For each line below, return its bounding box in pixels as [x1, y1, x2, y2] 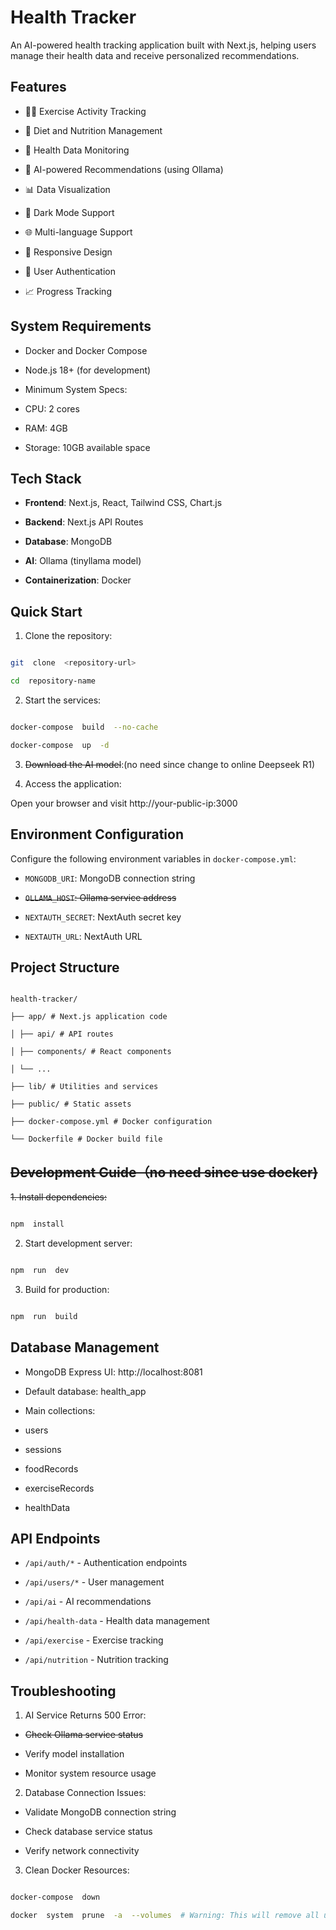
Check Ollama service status [24, 1729, 144, 1741]
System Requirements [10, 318, 152, 335]
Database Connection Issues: [24, 1787, 147, 1799]
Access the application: [24, 777, 122, 790]
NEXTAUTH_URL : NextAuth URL [24, 930, 143, 942]
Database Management [10, 1339, 160, 1356]
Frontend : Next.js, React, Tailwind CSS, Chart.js [24, 497, 223, 509]
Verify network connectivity [24, 1845, 140, 1857]
